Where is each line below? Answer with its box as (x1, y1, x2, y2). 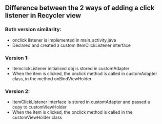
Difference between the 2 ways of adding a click (5, 4, 155, 12)
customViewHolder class (12, 114, 62, 121)
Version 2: (5, 88, 30, 94)
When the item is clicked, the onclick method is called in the (12, 109, 133, 115)
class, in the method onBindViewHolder (12, 75, 92, 82)
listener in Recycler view (5, 12, 81, 20)
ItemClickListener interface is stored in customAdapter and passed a (12, 99, 150, 105)
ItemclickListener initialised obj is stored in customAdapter (12, 65, 130, 71)
